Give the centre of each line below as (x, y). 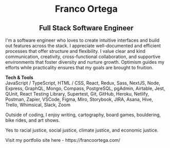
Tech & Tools (19, 77)
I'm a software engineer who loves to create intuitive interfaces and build (82, 40)
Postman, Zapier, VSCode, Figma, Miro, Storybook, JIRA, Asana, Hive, (79, 99)
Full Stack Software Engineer (86, 28)
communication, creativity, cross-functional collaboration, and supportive (83, 57)
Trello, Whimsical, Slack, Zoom (38, 105)
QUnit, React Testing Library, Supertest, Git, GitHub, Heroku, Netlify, (77, 94)
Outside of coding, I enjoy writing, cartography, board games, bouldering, (83, 115)
